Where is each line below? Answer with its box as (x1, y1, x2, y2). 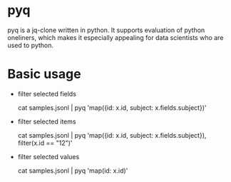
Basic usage (7, 66, 81, 82)
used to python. (7, 41, 54, 49)
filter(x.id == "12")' (17, 138, 73, 147)
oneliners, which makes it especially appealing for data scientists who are (7, 33, 224, 41)
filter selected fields (17, 89, 77, 98)
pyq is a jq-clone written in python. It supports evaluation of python (7, 26, 205, 34)
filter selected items (17, 117, 76, 126)
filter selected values (17, 152, 80, 161)
